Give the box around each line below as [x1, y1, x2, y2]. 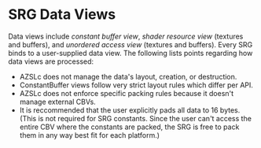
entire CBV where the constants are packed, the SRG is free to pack [19, 122, 240, 131]
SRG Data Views [8, 6, 116, 24]
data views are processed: [8, 57, 94, 66]
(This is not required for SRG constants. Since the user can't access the [19, 113, 252, 123]
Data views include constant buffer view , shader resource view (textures [8, 31, 244, 41]
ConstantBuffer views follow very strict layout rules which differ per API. [19, 80, 254, 90]
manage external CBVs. [19, 97, 96, 106]
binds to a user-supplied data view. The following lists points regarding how [8, 48, 253, 57]
